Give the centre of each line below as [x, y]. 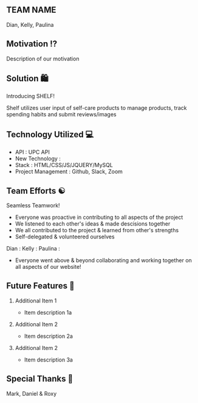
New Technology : [38, 159]
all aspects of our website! [48, 267]
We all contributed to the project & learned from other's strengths [97, 230]
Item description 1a [48, 312]
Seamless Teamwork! [33, 205]
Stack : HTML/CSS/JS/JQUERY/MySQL [64, 165]
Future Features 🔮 [40, 286]
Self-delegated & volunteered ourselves [65, 237]
